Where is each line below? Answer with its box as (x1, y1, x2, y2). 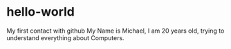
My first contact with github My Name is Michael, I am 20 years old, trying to (6, 27, 225, 35)
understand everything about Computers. (6, 33, 125, 42)
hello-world (6, 4, 75, 20)
